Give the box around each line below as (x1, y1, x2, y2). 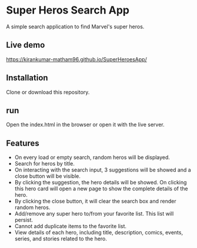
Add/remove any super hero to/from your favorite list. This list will (14, 210, 174, 217)
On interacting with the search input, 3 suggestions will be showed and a (14, 166, 191, 174)
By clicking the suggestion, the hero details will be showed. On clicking (14, 179, 187, 186)
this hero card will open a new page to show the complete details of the (14, 185, 188, 192)
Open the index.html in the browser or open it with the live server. (6, 121, 165, 128)
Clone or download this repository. (6, 88, 90, 95)
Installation (6, 73, 48, 83)
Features (6, 138, 39, 148)
